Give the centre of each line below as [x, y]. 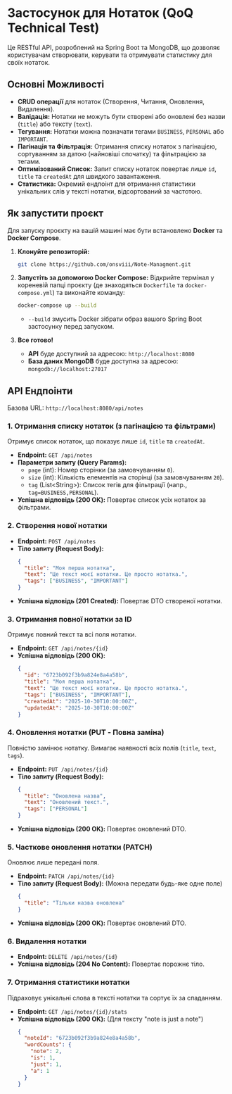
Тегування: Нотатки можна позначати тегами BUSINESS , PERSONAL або [121, 131]
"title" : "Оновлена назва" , [65, 796]
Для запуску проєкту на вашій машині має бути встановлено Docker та [115, 230]
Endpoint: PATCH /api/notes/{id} [66, 876]
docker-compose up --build [57, 306]
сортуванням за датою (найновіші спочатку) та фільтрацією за [112, 153]
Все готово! [36, 340]
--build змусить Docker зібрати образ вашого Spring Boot [115, 319]
